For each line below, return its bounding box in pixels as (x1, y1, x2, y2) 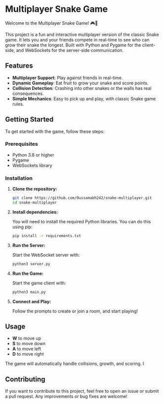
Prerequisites (5, 141, 38, 148)
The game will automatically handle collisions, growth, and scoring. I (5, 361, 144, 366)
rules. (12, 101, 24, 107)
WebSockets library (12, 162, 53, 168)
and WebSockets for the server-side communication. (16, 47, 123, 53)
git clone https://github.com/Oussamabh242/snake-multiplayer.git (12, 196, 152, 201)
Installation (5, 174, 33, 181)
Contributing (5, 375, 45, 383)
